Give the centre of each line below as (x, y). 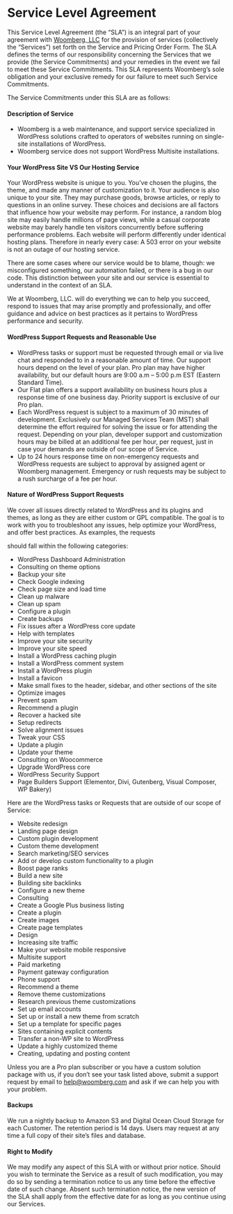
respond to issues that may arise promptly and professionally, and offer (110, 306)
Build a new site (40, 875)
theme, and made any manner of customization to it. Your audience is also (113, 190)
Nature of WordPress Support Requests (65, 495)
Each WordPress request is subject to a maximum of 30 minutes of (113, 412)
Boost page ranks (42, 868)
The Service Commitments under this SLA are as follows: (89, 97)
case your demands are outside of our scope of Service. (98, 449)
